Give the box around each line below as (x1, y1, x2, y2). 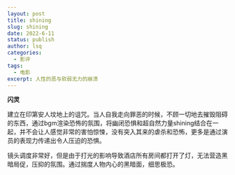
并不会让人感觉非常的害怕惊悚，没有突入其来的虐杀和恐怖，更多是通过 (19, 127, 222, 136)
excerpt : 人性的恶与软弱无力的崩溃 (7, 75, 99, 83)
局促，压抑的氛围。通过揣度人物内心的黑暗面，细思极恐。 (13, 160, 179, 169)
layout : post (7, 10, 45, 17)
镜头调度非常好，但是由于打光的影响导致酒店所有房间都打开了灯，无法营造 (7, 151, 222, 160)
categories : (7, 50, 42, 57)
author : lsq (7, 43, 42, 50)
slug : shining (7, 23, 49, 30)
